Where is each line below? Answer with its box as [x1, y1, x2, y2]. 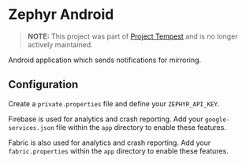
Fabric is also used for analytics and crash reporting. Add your [8, 138, 211, 147]
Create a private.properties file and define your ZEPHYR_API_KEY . [8, 98, 220, 108]
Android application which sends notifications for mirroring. [8, 55, 202, 65]
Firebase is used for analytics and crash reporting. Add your [8, 114, 203, 124]
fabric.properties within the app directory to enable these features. [8, 146, 229, 155]
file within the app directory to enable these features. [56, 122, 227, 132]
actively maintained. [27, 39, 93, 49]
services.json [8, 124, 55, 132]
